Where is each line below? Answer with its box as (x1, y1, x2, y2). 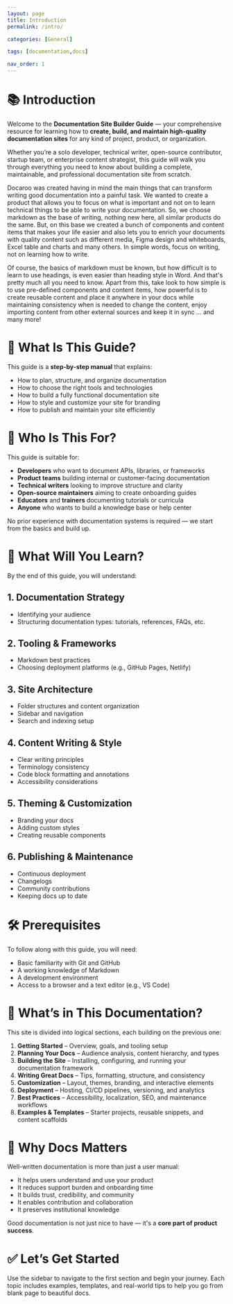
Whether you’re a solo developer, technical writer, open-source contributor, (7, 147, 223, 156)
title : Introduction (7, 17, 67, 24)
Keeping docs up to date (17, 891, 88, 900)
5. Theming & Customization (7, 797, 132, 810)
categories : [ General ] (7, 35, 73, 42)
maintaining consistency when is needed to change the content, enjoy (7, 300, 207, 309)
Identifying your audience (17, 610, 91, 619)
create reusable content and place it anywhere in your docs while (7, 293, 194, 301)
